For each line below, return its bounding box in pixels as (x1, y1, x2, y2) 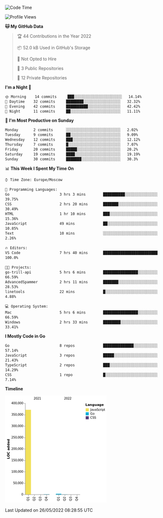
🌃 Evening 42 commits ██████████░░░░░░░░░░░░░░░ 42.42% (5, 104, 140, 109)
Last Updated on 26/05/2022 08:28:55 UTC (5, 507, 93, 513)
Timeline (5, 386, 23, 391)
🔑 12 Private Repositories (17, 75, 67, 80)
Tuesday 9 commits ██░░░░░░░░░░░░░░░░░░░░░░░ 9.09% (5, 132, 138, 137)
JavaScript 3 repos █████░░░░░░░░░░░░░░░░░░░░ (5, 353, 158, 358)
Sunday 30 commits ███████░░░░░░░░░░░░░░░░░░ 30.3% (5, 157, 138, 162)
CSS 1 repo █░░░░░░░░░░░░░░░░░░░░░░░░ (5, 372, 158, 377)
